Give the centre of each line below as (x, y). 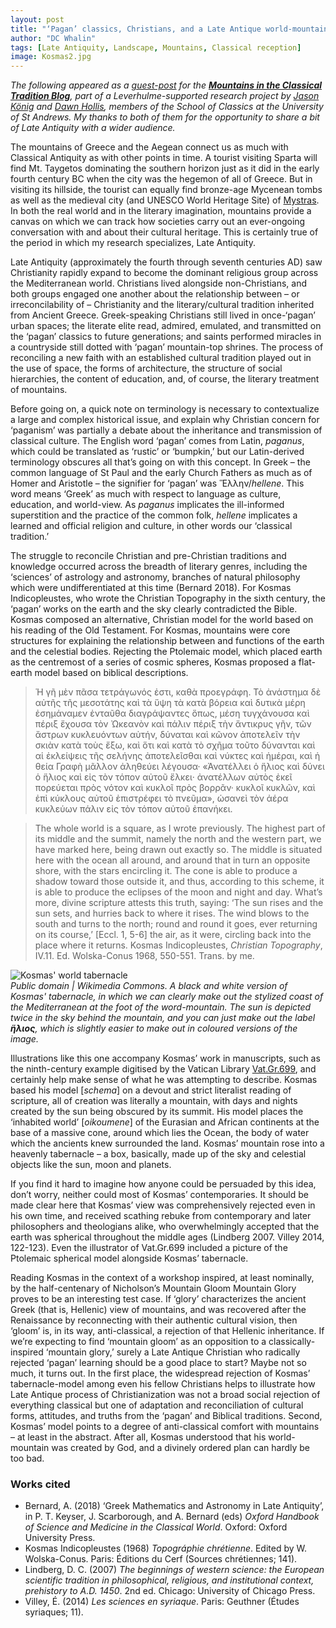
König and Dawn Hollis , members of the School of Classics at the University (167, 107)
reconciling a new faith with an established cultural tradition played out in (161, 358)
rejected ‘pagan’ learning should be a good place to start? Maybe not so (158, 1363)
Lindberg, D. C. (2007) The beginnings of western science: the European (174, 1570)
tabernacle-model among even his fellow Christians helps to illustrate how (163, 1384)
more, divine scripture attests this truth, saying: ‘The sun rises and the (179, 903)
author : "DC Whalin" (53, 38)
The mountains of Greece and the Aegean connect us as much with (149, 147)
